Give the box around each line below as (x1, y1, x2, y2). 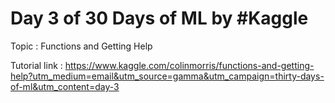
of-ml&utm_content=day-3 (10, 80, 120, 92)
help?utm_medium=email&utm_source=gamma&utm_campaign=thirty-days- (10, 70, 325, 82)
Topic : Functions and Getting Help (10, 40, 153, 52)
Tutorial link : (10, 59, 63, 71)
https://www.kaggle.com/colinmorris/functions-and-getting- (64, 59, 315, 71)
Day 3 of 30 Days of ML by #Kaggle (10, 7, 309, 30)
